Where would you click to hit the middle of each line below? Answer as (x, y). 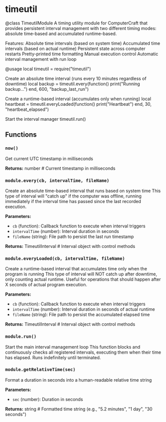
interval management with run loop (41, 59)
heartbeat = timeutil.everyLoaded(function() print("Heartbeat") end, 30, (78, 104)
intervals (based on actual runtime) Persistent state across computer (75, 48)
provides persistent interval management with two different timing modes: (81, 28)
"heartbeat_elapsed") (27, 109)
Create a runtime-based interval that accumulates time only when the (76, 269)
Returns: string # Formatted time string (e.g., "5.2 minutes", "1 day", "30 (79, 409)
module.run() (21, 337)
